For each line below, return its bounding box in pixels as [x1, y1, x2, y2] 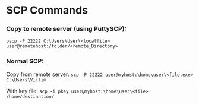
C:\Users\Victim [6, 77, 46, 83]
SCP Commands [6, 4, 88, 17]
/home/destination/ [6, 93, 55, 100]
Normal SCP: [6, 57, 44, 65]
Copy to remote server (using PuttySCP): [6, 25, 127, 33]
